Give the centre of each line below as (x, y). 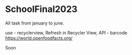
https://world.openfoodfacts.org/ (39, 38)
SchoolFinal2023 (41, 9)
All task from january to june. (35, 23)
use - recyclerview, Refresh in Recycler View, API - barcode (66, 32)
